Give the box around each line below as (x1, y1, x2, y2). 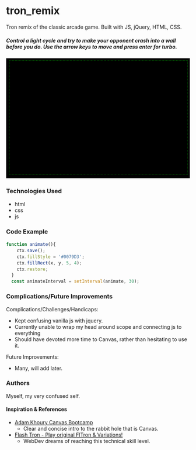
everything (14, 329, 41, 336)
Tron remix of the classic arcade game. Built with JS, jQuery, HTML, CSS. (6, 23, 182, 30)
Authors (6, 379, 30, 387)
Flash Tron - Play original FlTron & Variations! (14, 431, 123, 438)
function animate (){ (6, 242, 57, 248)
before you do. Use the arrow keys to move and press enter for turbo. (6, 43, 178, 50)
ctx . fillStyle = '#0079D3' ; (16, 253, 85, 260)
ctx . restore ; (16, 266, 48, 272)
